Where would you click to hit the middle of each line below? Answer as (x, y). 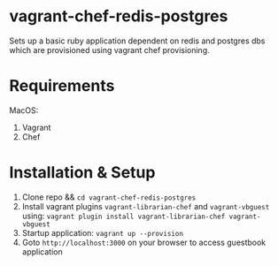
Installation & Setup (82, 173)
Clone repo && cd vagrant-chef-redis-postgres (109, 197)
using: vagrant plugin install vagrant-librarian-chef (124, 216)
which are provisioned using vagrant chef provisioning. (109, 49)
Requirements (62, 86)
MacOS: (24, 110)
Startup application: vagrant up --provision (103, 232)
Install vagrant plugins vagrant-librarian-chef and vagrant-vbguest (146, 206)
